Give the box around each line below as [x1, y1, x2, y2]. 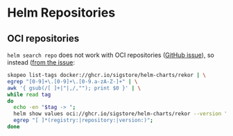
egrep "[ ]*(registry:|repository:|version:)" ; [13, 117, 154, 124]
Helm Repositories [7, 5, 116, 21]
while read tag [7, 91, 51, 98]
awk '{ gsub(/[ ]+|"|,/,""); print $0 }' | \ [7, 85, 141, 92]
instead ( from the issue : [7, 58, 75, 67]
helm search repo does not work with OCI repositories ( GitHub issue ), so [7, 51, 215, 59]
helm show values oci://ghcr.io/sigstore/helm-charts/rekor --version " [13, 110, 228, 117]
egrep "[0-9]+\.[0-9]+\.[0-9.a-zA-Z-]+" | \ [7, 78, 138, 85]
